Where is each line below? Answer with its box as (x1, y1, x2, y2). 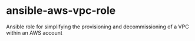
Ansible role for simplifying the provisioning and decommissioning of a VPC (6, 23, 190, 30)
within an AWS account (6, 29, 63, 36)
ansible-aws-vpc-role (6, 4, 116, 17)
